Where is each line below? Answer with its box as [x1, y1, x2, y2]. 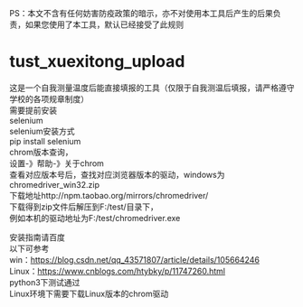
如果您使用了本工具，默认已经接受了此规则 [24, 19, 184, 30]
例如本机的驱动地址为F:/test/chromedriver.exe [9, 212, 181, 223]
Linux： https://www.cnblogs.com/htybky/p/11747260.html [9, 265, 226, 276]
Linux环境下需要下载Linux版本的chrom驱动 [9, 288, 169, 299]
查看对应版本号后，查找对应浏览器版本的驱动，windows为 [9, 169, 225, 180]
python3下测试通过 [9, 276, 80, 287]
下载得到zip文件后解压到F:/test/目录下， [9, 201, 158, 212]
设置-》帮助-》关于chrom [9, 157, 104, 169]
